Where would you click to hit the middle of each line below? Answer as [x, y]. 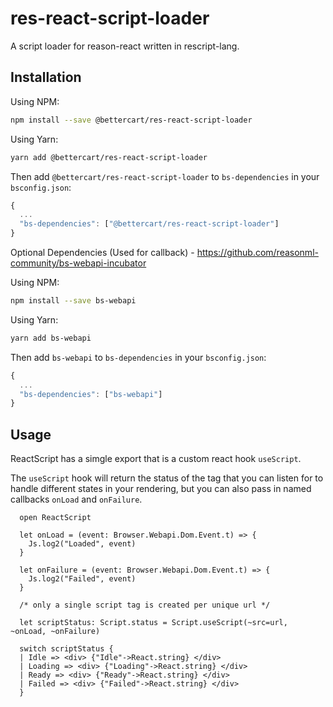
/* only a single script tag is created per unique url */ [145, 605]
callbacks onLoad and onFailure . [76, 499]
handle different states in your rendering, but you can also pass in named [161, 489]
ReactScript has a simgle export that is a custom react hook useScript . [156, 459]
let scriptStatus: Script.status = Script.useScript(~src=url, [153, 623]
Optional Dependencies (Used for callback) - [102, 252]
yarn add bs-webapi [51, 338]
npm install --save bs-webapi [73, 301]
